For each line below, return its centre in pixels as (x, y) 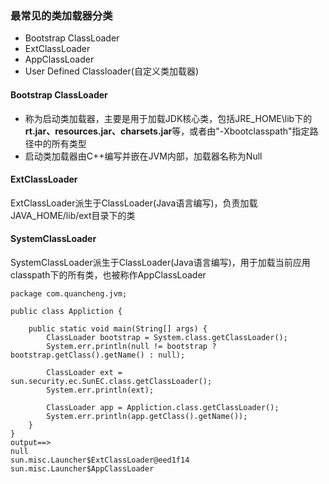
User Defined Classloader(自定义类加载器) (112, 71)
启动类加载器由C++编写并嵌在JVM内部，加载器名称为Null (143, 156)
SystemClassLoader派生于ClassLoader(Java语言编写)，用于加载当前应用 (160, 262)
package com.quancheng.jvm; (69, 293)
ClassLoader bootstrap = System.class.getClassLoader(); (167, 337)
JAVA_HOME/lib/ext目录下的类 (73, 215)
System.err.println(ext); (100, 390)
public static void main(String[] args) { (118, 328)
